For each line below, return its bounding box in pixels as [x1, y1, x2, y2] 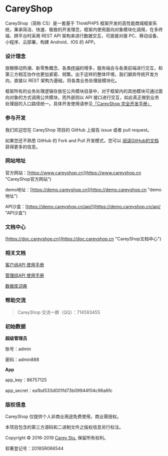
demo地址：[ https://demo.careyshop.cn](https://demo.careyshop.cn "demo [5, 186, 161, 193]
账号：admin [5, 346, 31, 352]
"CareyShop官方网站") [5, 176, 51, 182]
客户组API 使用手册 [5, 262, 44, 268]
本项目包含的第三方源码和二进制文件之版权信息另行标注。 [5, 424, 123, 430]
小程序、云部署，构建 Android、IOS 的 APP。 [5, 39, 98, 45]
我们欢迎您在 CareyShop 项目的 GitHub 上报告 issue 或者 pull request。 [5, 127, 152, 133]
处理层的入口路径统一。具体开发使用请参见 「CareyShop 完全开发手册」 [5, 101, 152, 107]
